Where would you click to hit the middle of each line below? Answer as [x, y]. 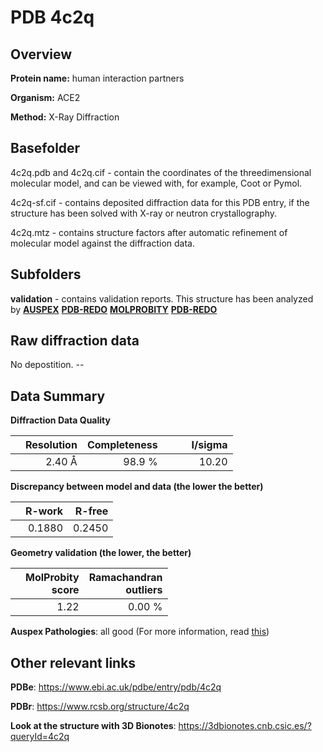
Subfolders [46, 274]
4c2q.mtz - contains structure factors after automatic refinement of [149, 232]
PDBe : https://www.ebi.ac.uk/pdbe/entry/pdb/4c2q [116, 687]
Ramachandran [125, 578]
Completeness [122, 445]
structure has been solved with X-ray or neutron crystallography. [144, 213]
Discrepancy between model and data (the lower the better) [137, 487]
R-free [91, 511]
